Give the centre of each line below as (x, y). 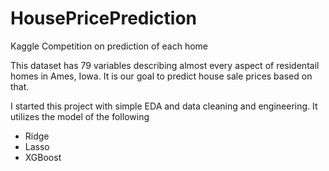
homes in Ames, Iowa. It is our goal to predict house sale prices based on (161, 76)
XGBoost (43, 157)
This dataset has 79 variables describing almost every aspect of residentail (165, 65)
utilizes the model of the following (80, 116)
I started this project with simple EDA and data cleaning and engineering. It (164, 106)
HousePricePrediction (103, 18)
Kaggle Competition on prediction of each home (109, 46)
